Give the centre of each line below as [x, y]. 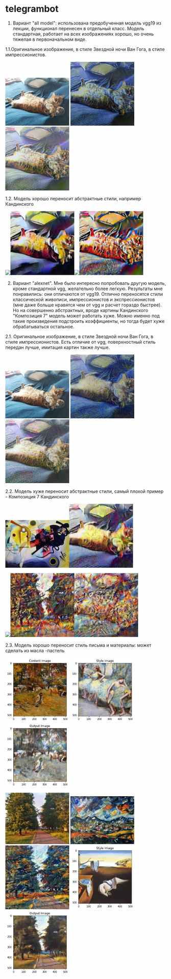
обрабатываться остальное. [43, 326]
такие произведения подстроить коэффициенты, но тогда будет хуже [89, 321]
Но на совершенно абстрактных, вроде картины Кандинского [80, 310]
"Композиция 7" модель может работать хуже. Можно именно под [86, 316]
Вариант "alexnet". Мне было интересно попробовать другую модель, [89, 283]
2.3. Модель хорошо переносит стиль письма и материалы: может [78, 645]
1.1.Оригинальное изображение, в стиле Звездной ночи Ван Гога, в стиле [85, 49]
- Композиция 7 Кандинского [37, 496]
